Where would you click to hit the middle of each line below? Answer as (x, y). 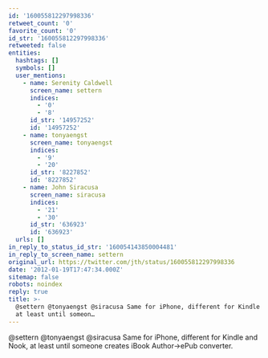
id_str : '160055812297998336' (59, 38)
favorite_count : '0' (43, 31)
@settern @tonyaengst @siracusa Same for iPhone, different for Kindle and (133, 337)
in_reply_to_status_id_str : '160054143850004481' (93, 247)
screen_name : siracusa (67, 195)
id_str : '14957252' (62, 120)
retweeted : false (37, 46)
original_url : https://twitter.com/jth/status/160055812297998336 (122, 262)
